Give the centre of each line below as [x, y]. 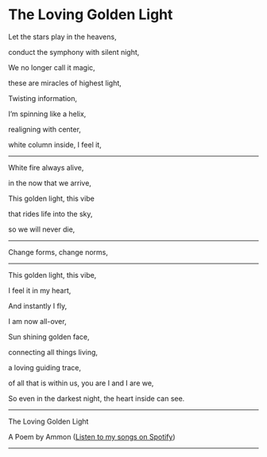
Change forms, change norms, [58, 252]
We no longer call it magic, [52, 67]
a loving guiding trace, [45, 367]
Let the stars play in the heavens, [62, 37]
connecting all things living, [53, 352]
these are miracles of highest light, [65, 83]
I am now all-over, [37, 321]
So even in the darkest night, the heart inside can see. [97, 398]
